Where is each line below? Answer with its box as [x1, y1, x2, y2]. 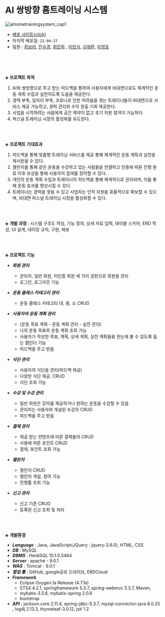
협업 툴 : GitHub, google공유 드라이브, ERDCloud [12, 569, 108, 574]
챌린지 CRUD [19, 467, 45, 473]
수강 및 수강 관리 [12, 389, 43, 396]
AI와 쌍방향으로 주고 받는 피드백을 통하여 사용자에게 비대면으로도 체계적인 [12, 85, 154, 91]
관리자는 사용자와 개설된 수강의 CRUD [19, 406, 93, 412]
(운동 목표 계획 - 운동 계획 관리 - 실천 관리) [19, 321, 102, 327]
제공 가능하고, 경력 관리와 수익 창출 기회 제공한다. [21, 103, 116, 109]
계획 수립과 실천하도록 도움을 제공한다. [17, 91, 92, 97]
